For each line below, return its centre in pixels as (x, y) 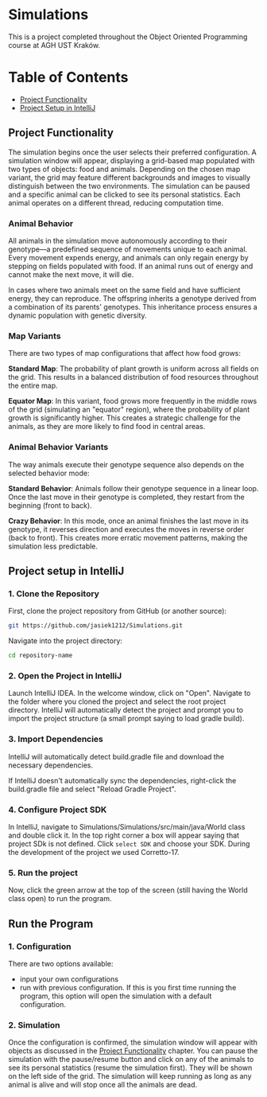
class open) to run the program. (60, 899)
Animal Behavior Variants (58, 447)
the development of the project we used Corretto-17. (94, 852)
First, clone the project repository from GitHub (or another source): (118, 611)
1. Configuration (40, 947)
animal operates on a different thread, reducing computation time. (116, 203)
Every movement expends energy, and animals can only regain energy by (128, 257)
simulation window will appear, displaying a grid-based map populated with (132, 160)
